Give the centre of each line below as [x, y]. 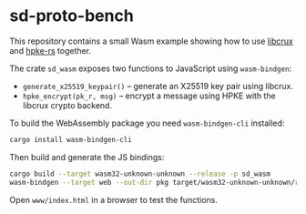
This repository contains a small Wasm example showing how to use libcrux [151, 41]
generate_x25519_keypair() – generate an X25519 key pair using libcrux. [158, 86]
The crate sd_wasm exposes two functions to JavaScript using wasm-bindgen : [151, 68]
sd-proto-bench [71, 16]
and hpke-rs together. [51, 50]
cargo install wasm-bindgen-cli [71, 139]
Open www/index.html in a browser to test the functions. [114, 199]
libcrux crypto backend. [67, 105]
